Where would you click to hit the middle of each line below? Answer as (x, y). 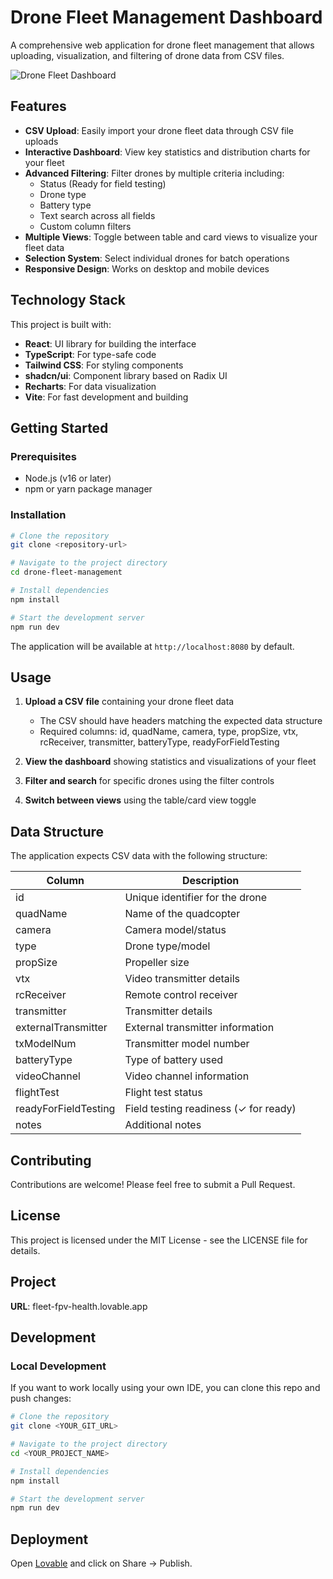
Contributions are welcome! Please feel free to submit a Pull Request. (153, 1184)
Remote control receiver (181, 995)
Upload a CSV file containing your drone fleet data (129, 702)
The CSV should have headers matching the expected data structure (181, 721)
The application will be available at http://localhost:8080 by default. (152, 646)
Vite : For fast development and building (106, 397)
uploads (41, 141)
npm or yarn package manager (88, 489)
